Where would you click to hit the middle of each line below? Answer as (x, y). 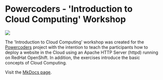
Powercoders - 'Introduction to (69, 9)
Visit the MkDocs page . (29, 72)
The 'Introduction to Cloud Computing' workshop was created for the (75, 42)
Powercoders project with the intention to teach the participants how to (77, 47)
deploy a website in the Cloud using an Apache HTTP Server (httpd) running (82, 52)
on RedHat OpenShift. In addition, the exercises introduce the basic (73, 58)
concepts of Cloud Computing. (36, 62)
